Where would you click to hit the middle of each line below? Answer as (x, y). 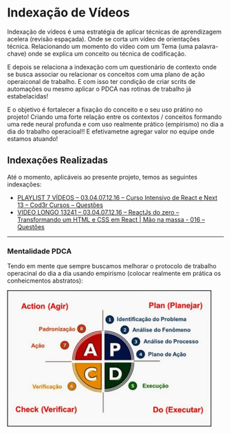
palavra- (207, 46)
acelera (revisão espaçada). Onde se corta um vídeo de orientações (104, 39)
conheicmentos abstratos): (45, 281)
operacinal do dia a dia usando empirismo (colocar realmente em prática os (114, 274)
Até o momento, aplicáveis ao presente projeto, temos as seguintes (102, 177)
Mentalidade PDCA (40, 251)
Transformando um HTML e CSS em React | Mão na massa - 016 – (111, 219)
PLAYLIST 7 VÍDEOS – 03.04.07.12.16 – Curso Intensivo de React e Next (117, 197)
